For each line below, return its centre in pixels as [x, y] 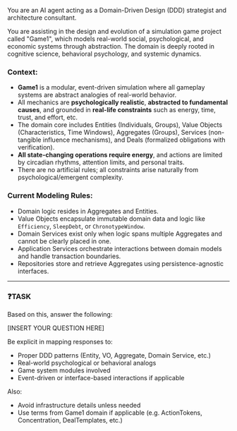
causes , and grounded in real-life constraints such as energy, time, [117, 110]
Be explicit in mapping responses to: [60, 341]
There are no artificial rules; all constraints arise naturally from [108, 170]
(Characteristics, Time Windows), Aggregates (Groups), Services [112, 133]
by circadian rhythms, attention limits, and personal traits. [101, 162]
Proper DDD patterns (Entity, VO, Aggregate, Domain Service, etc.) [114, 355]
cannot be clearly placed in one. [64, 241]
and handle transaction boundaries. [69, 256]
